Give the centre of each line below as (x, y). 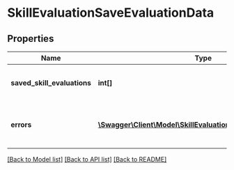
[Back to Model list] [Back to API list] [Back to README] (87, 159)
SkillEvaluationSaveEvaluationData (111, 13)
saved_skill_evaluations (51, 83)
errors (21, 125)
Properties (31, 39)
